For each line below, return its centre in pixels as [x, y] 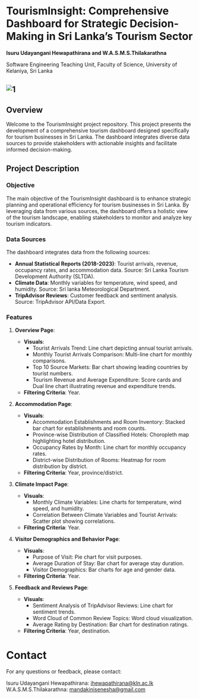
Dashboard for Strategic [67, 24]
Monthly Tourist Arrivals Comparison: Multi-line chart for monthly [112, 355]
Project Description [43, 168]
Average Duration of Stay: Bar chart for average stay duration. [108, 563]
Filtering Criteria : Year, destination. [67, 631]
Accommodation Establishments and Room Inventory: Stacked [109, 422]
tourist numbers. [53, 374]
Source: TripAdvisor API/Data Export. [60, 302]
